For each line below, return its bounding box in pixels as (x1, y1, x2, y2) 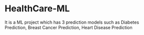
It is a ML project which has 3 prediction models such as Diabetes (4, 19, 140, 25)
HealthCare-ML (4, 3, 70, 14)
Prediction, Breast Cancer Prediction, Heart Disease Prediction (4, 24, 133, 30)
